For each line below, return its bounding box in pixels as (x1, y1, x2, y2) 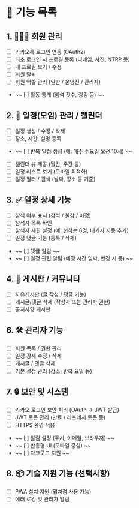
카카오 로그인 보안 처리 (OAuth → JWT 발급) (14, 406, 120, 414)
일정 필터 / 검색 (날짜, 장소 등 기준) (14, 175, 96, 183)
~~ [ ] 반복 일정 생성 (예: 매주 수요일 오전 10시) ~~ (14, 148, 133, 155)
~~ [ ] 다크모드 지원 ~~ (14, 449, 70, 456)
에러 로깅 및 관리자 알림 (14, 495, 70, 503)
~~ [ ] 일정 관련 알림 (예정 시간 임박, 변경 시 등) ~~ (14, 254, 134, 261)
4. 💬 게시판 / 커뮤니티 (6, 273, 80, 284)
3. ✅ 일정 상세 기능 (6, 194, 72, 205)
